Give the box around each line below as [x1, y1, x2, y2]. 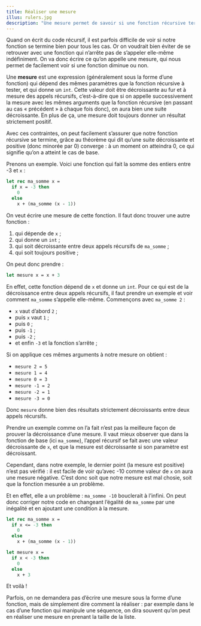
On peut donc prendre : [6, 260, 64, 268]
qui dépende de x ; [14, 229, 62, 237]
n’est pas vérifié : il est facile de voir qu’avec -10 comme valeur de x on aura [6, 468, 193, 475]
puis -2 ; [14, 333, 36, 340]
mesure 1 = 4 [14, 370, 48, 376]
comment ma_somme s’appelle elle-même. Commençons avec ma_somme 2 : [6, 295, 185, 303]
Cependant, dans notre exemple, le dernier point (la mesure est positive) [6, 461, 185, 468]
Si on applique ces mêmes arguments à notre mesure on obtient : [6, 351, 167, 358]
